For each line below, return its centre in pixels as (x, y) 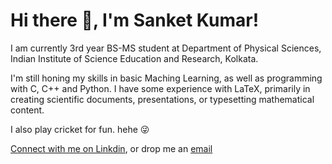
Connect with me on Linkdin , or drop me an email (111, 148)
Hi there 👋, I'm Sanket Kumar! (135, 20)
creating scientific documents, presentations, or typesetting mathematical (162, 99)
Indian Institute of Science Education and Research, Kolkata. (134, 58)
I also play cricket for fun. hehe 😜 (80, 129)
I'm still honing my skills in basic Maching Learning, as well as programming (166, 78)
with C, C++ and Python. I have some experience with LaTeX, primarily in (160, 88)
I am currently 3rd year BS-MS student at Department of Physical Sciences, (166, 48)
